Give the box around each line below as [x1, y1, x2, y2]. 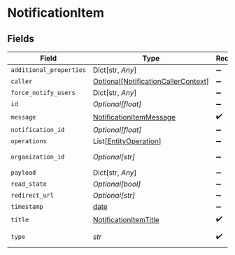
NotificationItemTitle [92, 214, 159, 224]
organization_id [10, 153, 65, 161]
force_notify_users [10, 89, 76, 96]
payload [10, 169, 36, 176]
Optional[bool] [92, 180, 141, 189]
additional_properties [10, 66, 86, 74]
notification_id [10, 126, 65, 133]
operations [10, 138, 47, 145]
